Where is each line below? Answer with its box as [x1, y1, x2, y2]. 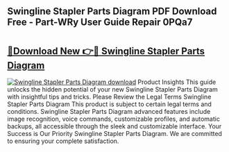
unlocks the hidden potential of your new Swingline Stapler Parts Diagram [7, 85, 219, 93]
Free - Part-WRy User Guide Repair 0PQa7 [7, 17, 193, 28]
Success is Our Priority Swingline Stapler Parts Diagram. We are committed [7, 130, 222, 137]
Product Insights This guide [137, 78, 217, 86]
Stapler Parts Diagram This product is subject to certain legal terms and [7, 100, 212, 108]
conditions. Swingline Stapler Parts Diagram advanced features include [7, 108, 211, 115]
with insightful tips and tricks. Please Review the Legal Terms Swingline [7, 93, 212, 101]
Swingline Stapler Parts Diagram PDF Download [7, 6, 217, 17]
